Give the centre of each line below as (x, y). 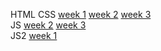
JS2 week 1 (34, 35)
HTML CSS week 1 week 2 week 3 (81, 14)
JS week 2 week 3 (48, 25)
